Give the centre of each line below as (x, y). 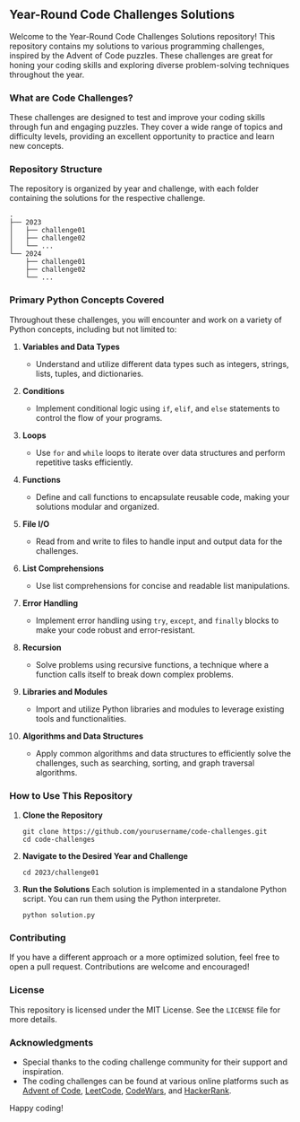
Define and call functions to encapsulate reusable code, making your (163, 496)
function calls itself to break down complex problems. (135, 674)
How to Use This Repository (71, 795)
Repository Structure (56, 170)
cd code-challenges (59, 839)
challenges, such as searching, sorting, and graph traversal (145, 763)
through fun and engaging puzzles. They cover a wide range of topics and (146, 127)
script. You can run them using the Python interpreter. (121, 898)
